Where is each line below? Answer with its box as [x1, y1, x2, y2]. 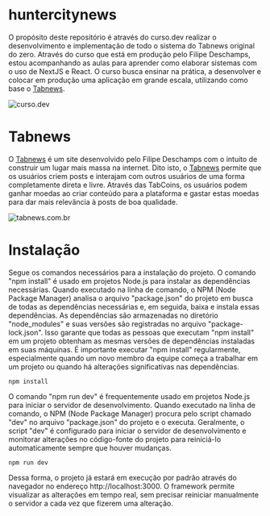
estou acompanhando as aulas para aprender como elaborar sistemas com [8, 58, 258, 68]
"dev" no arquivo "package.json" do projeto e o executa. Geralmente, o [8, 417, 245, 427]
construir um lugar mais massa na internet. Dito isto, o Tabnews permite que [8, 163, 262, 173]
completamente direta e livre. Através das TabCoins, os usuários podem [8, 180, 247, 189]
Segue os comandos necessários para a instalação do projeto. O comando [8, 268, 256, 277]
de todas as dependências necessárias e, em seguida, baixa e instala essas [8, 302, 260, 311]
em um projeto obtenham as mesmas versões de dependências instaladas [8, 336, 255, 346]
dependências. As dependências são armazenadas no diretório [8, 310, 219, 320]
